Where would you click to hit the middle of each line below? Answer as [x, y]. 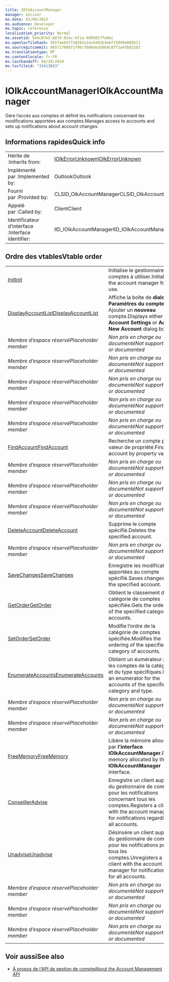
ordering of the [126, 645]
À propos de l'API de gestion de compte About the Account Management [87, 969]
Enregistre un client [131, 780]
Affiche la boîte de [130, 297]
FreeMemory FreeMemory [38, 756]
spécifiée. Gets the [130, 605]
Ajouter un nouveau [132, 310]
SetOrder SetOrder [29, 639]
